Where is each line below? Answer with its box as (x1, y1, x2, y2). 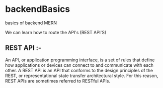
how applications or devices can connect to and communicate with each (5, 62, 154, 68)
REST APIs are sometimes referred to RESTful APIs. (5, 78, 110, 84)
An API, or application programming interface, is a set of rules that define (5, 57, 155, 63)
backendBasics (5, 3, 71, 15)
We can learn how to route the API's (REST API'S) (5, 29, 107, 35)
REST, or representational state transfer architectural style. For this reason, (5, 73, 158, 79)
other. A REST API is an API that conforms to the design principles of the (5, 67, 153, 73)
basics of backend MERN (5, 20, 57, 26)
